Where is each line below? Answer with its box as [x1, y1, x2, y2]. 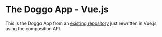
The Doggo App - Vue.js [5, 4, 109, 15]
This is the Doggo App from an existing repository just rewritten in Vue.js [5, 20, 157, 26]
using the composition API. [5, 25, 62, 31]
